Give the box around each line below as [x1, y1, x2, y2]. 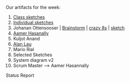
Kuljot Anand [13, 35, 40, 41]
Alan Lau [13, 41, 32, 47]
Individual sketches [13, 20, 54, 25]
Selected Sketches [13, 52, 53, 58]
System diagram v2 [13, 57, 54, 63]
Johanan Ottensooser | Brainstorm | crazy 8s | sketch [13, 25, 125, 31]
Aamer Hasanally [13, 30, 49, 36]
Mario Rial [13, 47, 34, 52]
